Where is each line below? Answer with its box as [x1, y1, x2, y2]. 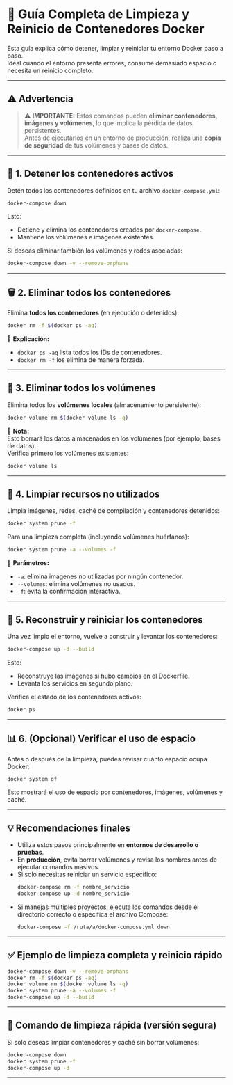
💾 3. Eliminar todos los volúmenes [7, 382, 156, 394]
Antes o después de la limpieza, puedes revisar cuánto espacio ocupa [7, 754, 208, 763]
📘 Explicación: [7, 335, 50, 343]
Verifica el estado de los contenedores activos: [7, 692, 142, 701]
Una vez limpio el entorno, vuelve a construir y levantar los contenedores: [7, 632, 218, 640]
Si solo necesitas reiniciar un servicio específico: [17, 870, 157, 879]
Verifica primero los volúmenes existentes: [7, 449, 129, 457]
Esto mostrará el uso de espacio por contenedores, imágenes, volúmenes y [7, 788, 223, 796]
